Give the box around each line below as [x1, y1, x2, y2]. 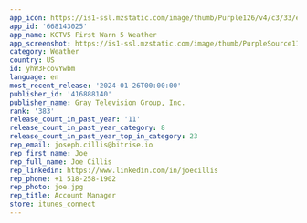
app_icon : [9, 13, 48, 23]
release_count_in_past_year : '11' [9, 115, 142, 124]
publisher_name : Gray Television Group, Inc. [9, 97, 185, 107]
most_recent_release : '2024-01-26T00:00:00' [9, 81, 182, 90]
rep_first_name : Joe [9, 148, 89, 157]
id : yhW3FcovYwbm [9, 65, 76, 74]
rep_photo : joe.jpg [9, 183, 84, 192]
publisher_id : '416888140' [9, 89, 112, 98]
